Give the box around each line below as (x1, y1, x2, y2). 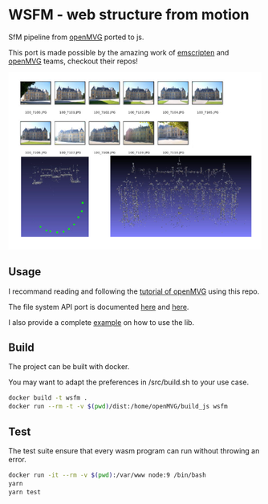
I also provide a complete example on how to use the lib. (8, 317, 195, 327)
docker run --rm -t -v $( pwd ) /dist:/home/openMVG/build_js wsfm (8, 403, 228, 411)
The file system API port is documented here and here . (8, 302, 189, 311)
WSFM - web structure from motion (8, 6, 250, 24)
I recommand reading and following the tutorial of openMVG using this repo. (8, 287, 260, 296)
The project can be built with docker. (8, 362, 130, 372)
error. (8, 454, 26, 464)
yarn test (8, 488, 42, 496)
